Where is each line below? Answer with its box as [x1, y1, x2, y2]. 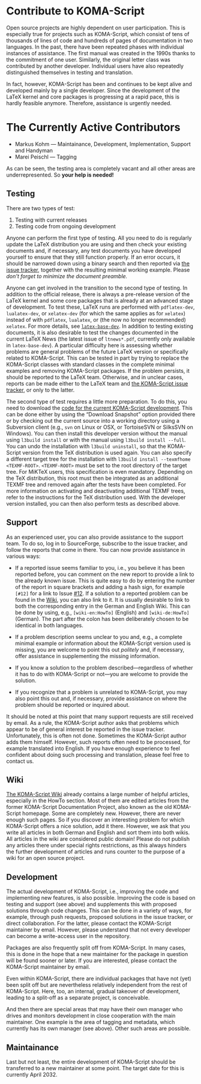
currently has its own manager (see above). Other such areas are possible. [6, 1025, 191, 1032]
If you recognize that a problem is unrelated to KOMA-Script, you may [14, 688, 188, 695]
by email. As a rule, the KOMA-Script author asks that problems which [6, 719, 179, 726]
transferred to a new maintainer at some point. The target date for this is [6, 1064, 185, 1071]
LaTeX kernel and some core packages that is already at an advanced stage [6, 297, 194, 304]
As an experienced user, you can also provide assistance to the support [6, 533, 184, 540]
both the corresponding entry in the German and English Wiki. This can [14, 602, 191, 610]
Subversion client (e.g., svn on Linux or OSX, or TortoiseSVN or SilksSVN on [6, 423, 194, 431]
